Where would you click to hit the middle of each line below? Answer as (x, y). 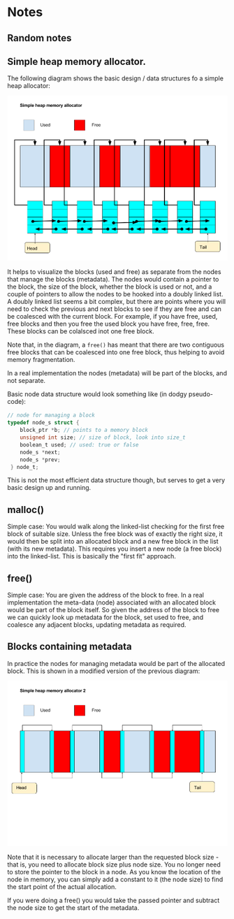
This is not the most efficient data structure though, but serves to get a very (116, 480)
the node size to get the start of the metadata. (73, 907)
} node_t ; (24, 467)
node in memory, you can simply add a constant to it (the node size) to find (115, 879)
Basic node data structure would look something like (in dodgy (97, 394)
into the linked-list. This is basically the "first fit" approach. (92, 556)
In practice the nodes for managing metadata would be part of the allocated (116, 663)
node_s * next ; (40, 452)
